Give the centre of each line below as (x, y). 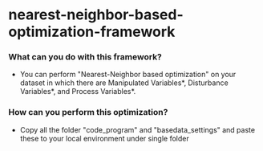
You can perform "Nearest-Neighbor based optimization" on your (128, 75)
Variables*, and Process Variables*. (78, 92)
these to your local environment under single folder (105, 138)
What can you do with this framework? (85, 57)
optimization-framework (92, 32)
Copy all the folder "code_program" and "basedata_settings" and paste (137, 129)
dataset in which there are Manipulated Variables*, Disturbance (124, 83)
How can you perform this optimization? (88, 112)
